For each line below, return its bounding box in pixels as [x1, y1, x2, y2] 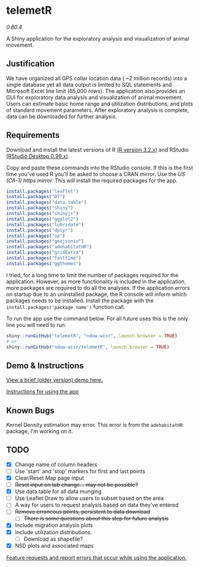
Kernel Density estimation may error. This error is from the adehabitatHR [6, 422, 183, 429]
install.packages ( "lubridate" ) [6, 222, 84, 228]
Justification [6, 59, 55, 69]
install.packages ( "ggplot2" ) [6, 216, 79, 222]
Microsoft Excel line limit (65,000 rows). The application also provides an [6, 87, 185, 95]
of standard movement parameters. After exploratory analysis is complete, [6, 106, 189, 114]
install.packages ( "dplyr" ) [6, 227, 74, 234]
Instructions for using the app [6, 388, 79, 395]
